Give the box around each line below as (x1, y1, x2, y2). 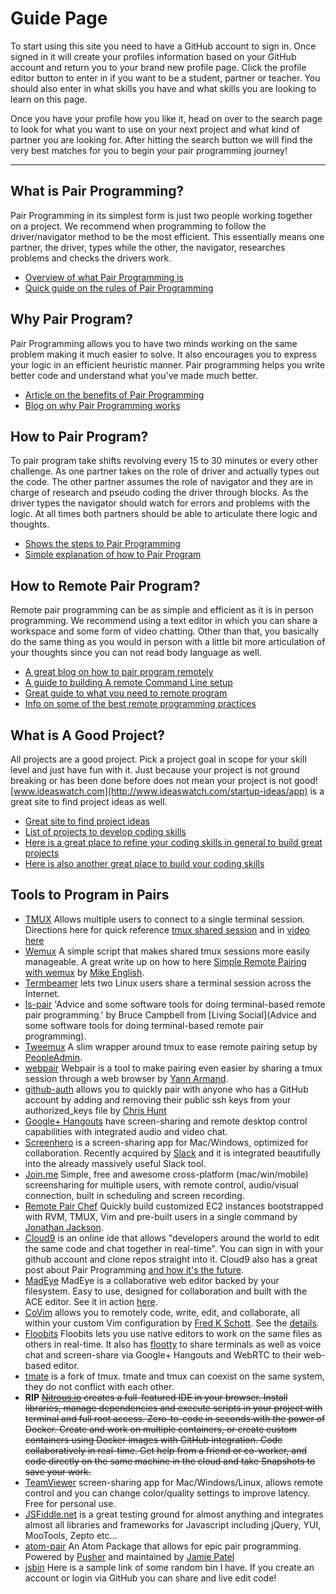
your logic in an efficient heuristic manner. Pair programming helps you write (10, 358, 326, 371)
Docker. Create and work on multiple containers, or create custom (24, 1423, 298, 1435)
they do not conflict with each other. (24, 1380, 175, 1392)
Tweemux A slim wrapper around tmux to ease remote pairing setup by (24, 1040, 318, 1052)
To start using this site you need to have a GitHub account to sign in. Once (10, 40, 317, 52)
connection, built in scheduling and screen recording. (24, 1189, 245, 1201)
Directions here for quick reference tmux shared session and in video (24, 923, 310, 936)
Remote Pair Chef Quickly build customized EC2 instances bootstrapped (24, 1200, 324, 1212)
